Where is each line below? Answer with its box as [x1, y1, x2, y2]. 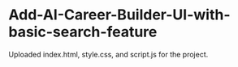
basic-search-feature [8, 23, 158, 41]
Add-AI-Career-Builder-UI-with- [8, 6, 231, 24]
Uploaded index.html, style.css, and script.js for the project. [8, 49, 209, 59]
